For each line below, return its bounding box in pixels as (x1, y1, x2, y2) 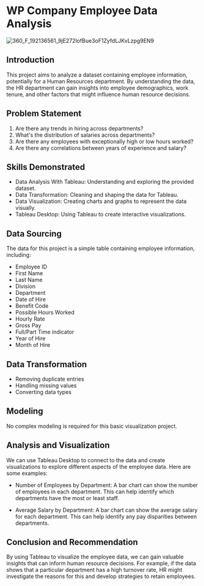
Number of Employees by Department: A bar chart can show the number (15, 481, 199, 489)
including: (6, 251, 32, 259)
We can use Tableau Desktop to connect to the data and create (6, 456, 166, 463)
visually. (15, 204, 36, 211)
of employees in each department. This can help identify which (15, 488, 174, 495)
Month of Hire (15, 341, 51, 349)
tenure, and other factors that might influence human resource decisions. (6, 90, 191, 98)
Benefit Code (15, 302, 49, 310)
